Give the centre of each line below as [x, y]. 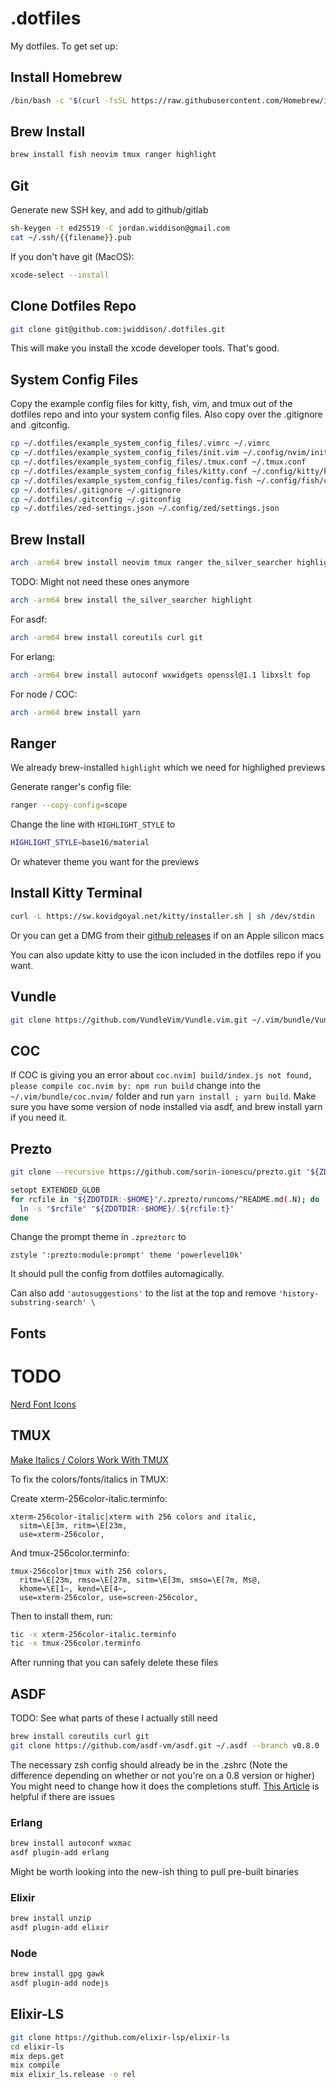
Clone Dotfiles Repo [73, 306]
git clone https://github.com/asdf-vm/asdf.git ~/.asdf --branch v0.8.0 [165, 1745]
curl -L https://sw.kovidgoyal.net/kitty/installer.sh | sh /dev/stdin [162, 916]
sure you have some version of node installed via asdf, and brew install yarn [166, 1107]
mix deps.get [37, 2056]
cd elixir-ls [37, 2047]
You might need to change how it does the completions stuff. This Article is [165, 1786]
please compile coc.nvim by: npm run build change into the [136, 1086]
